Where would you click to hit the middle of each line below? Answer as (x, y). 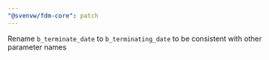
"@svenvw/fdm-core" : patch (53, 16)
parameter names (37, 47)
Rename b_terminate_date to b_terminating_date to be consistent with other (135, 38)
